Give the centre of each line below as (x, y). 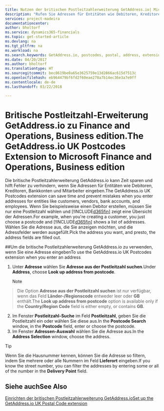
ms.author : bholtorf (26, 64)
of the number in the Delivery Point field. (46, 371)
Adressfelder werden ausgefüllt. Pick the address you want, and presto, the (80, 232)
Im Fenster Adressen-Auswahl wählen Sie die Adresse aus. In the (78, 331)
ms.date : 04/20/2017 (26, 60)
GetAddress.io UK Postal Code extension (46, 404)
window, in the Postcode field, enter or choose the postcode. (74, 326)
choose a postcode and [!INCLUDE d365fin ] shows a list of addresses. (75, 222)
